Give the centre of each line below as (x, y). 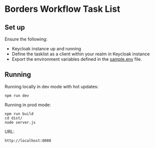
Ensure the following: (26, 39)
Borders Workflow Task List (62, 9)
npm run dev (17, 95)
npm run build (19, 114)
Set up (15, 27)
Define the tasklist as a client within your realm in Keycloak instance (81, 54)
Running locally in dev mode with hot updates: (52, 86)
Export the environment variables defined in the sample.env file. (77, 59)
